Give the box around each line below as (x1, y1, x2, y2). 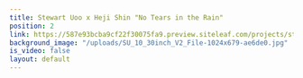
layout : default (9, 55, 70, 64)
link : (9, 30, 30, 39)
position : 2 (9, 22, 54, 30)
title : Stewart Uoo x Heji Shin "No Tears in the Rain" (9, 13, 224, 22)
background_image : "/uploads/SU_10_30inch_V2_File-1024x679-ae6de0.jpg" (9, 38, 289, 48)
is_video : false (9, 47, 70, 56)
